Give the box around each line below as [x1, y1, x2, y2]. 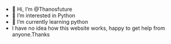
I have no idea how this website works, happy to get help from [11, 24, 166, 32]
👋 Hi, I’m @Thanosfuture [11, 6, 73, 12]
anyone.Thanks [11, 31, 50, 38]
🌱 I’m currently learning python [11, 18, 88, 25]
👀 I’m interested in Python [11, 12, 76, 19]
